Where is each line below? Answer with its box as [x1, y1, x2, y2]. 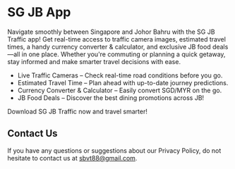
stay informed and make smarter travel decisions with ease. [7, 57, 181, 65]
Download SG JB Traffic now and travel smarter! [7, 107, 148, 115]
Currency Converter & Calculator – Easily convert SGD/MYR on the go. [17, 86, 222, 94]
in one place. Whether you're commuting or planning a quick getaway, [21, 50, 226, 58]
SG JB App [7, 4, 71, 20]
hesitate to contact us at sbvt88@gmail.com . [7, 154, 138, 162]
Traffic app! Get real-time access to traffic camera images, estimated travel [7, 35, 226, 43]
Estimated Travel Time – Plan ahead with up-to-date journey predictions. [17, 78, 229, 87]
